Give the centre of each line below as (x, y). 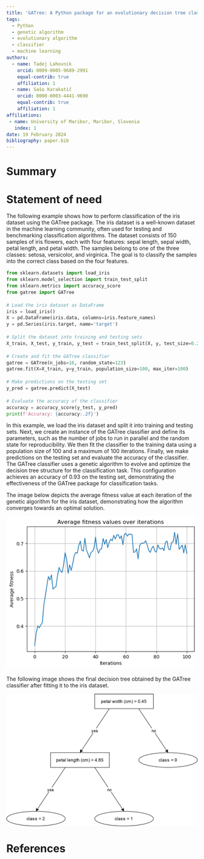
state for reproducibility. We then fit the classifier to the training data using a (101, 445)
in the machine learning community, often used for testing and (84, 229)
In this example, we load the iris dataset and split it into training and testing (100, 425)
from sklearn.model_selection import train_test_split (77, 280)
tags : (13, 19)
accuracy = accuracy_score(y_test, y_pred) (62, 407)
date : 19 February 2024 (36, 134)
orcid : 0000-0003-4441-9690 (53, 96)
